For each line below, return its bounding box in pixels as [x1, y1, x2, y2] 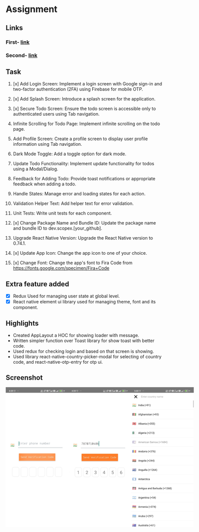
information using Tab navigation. [13, 141, 82, 147]
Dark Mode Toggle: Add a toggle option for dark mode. [13, 151, 127, 157]
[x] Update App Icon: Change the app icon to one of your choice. [13, 250, 147, 256]
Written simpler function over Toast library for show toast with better [13, 338, 155, 344]
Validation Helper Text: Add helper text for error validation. [13, 200, 134, 206]
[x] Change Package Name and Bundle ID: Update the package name [13, 220, 156, 226]
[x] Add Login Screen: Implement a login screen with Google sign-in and [13, 81, 162, 87]
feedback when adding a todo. [13, 181, 77, 187]
